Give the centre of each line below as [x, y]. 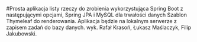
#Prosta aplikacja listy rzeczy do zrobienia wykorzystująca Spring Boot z [95, 9]
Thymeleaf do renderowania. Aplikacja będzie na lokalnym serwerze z [92, 21]
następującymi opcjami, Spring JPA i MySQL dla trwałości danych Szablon [97, 15]
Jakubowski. [22, 34]
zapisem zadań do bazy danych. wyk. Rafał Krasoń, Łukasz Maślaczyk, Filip [98, 27]
